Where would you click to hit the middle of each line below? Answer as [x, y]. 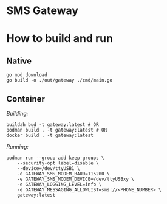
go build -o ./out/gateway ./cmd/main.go [60, 80]
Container [26, 99]
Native [19, 61]
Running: [18, 146]
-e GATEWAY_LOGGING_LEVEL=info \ [60, 185]
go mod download [27, 75]
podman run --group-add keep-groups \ [55, 158]
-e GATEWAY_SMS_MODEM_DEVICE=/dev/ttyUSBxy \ [76, 179]
